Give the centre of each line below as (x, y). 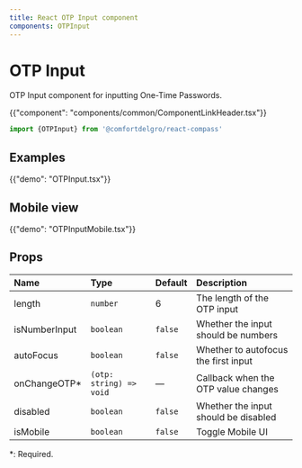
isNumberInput (45, 329)
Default (171, 283)
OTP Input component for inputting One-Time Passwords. (116, 95)
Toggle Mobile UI (232, 431)
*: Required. (31, 454)
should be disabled (236, 417)
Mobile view (44, 207)
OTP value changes (237, 389)
